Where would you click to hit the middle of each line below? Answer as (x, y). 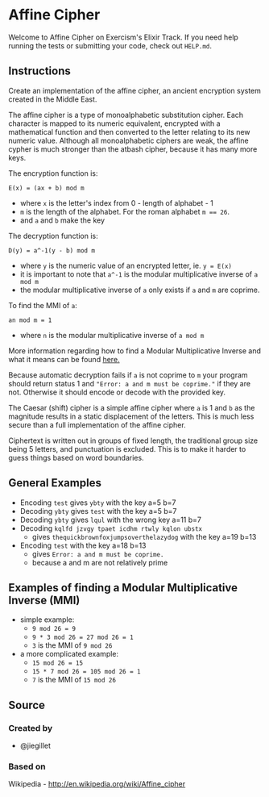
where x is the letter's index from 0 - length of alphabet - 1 (116, 202)
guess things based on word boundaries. (76, 457)
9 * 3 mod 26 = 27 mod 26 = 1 (83, 638)
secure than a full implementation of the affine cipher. (97, 424)
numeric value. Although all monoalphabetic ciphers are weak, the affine (128, 140)
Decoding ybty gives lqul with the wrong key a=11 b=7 (110, 520)
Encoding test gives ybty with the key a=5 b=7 (98, 503)
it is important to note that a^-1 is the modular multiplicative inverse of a (139, 274)
